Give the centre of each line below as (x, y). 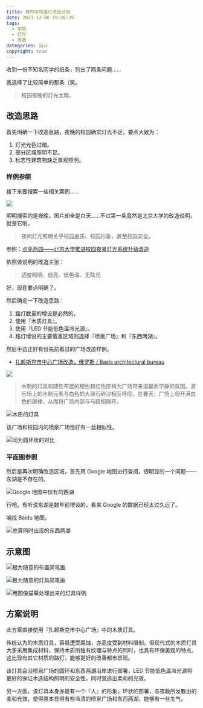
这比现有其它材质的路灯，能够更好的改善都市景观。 (70, 658)
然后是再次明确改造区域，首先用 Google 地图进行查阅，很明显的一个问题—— (101, 472)
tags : (13, 23)
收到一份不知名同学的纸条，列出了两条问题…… (64, 69)
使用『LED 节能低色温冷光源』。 (54, 329)
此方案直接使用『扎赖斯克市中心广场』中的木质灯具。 (72, 630)
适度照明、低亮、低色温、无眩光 (61, 275)
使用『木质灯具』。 (37, 321)
